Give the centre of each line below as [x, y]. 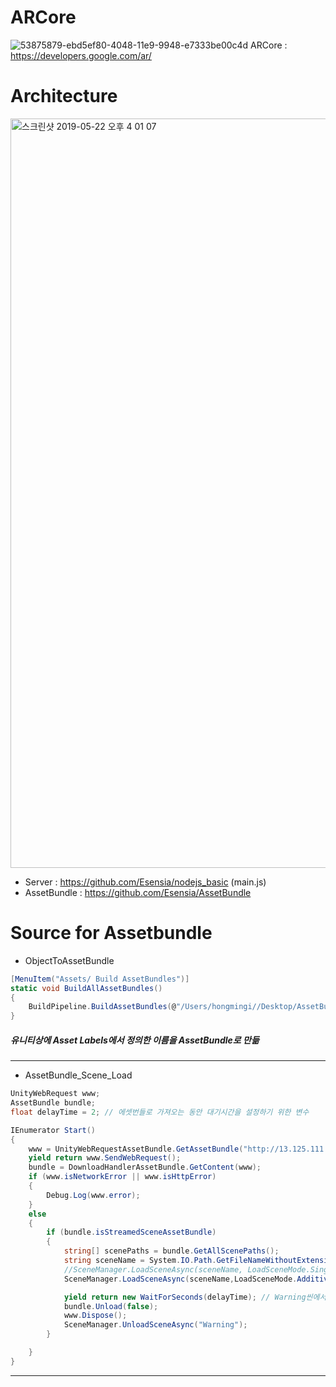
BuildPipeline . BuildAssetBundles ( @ [102, 1007]
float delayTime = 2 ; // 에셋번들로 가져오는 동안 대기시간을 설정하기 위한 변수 [160, 1112]
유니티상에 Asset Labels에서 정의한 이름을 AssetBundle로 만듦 [135, 1040]
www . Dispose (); [95, 1316]
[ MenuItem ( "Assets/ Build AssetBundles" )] [100, 979]
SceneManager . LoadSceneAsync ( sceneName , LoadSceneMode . [180, 1279]
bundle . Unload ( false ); [111, 1306]
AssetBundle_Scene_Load [78, 1075]
